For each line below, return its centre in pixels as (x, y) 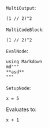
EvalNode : (17, 51)
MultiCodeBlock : (25, 29)
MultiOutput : (21, 8)
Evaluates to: (21, 109)
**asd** (15, 72)
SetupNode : (18, 88)
